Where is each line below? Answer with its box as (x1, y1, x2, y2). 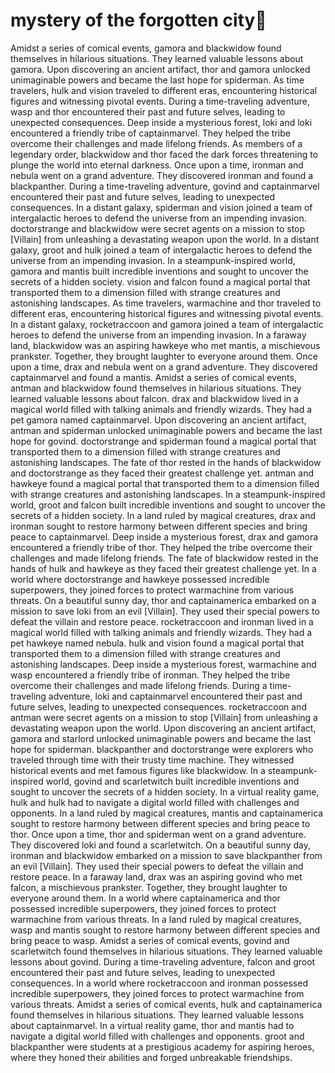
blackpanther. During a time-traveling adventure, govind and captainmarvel (10, 180, 320, 192)
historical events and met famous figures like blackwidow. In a (10, 764, 266, 776)
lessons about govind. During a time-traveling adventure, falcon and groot (10, 955, 316, 968)
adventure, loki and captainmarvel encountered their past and (48, 690, 303, 702)
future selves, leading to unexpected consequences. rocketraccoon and (10, 700, 307, 713)
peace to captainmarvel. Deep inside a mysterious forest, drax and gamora (10, 530, 319, 543)
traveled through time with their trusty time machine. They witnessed (10, 754, 295, 766)
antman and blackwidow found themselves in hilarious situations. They (10, 382, 302, 394)
